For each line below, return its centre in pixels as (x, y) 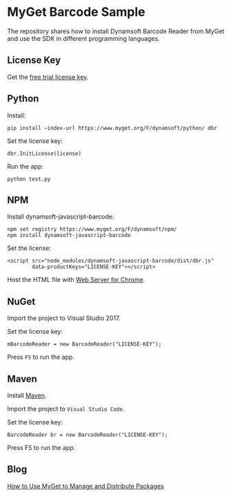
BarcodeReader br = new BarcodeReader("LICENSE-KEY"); (88, 435)
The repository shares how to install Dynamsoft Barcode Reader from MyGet (116, 31)
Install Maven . (27, 395)
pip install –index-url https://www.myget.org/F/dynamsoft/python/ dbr (112, 128)
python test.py (29, 179)
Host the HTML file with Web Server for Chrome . (76, 280)
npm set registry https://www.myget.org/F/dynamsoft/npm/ (92, 229)
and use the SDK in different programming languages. (83, 38)
